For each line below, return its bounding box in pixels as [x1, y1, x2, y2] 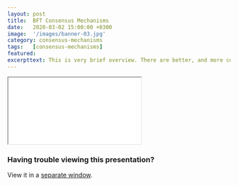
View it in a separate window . [7, 171, 93, 180]
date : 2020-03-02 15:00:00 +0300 [7, 23, 113, 31]
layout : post [7, 10, 46, 18]
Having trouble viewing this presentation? [7, 154, 154, 164]
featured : [7, 50, 37, 58]
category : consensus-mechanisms [7, 37, 103, 44]
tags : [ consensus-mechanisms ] [7, 43, 103, 50]
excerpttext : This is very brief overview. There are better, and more [7, 57, 223, 64]
